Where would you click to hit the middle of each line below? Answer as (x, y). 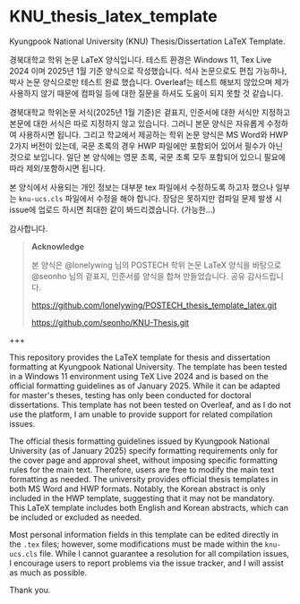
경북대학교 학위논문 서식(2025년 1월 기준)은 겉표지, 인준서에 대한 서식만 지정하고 (150, 112)
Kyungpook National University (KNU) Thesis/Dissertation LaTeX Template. (147, 41)
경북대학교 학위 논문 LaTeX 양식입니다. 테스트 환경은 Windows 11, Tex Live (141, 59)
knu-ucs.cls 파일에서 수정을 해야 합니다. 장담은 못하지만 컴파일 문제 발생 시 (150, 198)
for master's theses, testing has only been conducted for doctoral (130, 395)
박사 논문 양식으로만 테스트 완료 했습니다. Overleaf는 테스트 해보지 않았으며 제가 (149, 81)
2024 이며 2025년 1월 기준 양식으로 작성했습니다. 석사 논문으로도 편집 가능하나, (148, 71)
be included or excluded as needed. (76, 517)
